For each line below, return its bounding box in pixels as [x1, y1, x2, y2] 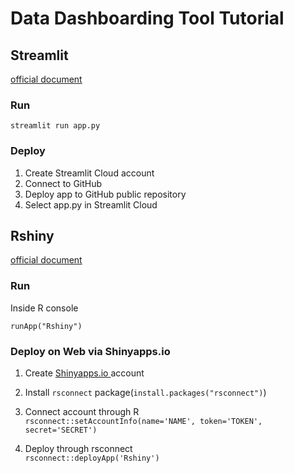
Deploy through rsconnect [24, 443, 133, 454]
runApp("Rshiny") [10, 321, 83, 331]
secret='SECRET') [24, 425, 98, 435]
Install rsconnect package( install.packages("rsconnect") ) [24, 387, 267, 398]
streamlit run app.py [10, 121, 101, 131]
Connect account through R [24, 406, 140, 417]
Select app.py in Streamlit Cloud [24, 198, 158, 211]
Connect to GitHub [24, 177, 103, 189]
